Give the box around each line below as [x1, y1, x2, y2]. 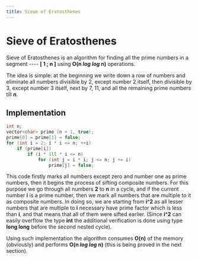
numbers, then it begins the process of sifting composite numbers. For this [6, 179, 189, 186]
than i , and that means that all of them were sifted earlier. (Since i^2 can [6, 211, 182, 218]
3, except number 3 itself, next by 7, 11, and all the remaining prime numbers [6, 84, 191, 91]
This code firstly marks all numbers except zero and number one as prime [6, 173, 187, 180]
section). [6, 248, 28, 255]
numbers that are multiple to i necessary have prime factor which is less [6, 204, 183, 211]
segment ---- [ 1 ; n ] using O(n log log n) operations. [6, 60, 135, 67]
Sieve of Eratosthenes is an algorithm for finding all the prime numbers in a [6, 54, 189, 61]
